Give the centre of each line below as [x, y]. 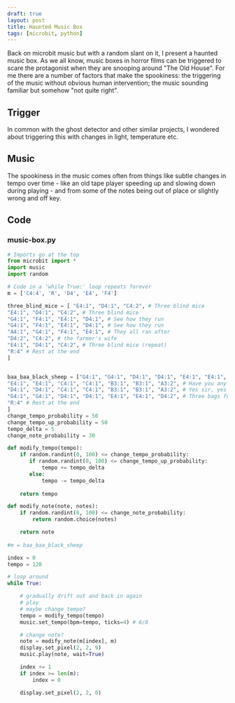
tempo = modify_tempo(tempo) [62, 615]
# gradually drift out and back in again [81, 596]
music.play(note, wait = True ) [62, 655]
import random [28, 274]
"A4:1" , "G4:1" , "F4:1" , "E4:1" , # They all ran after [89, 332]
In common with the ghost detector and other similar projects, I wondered [113, 130]
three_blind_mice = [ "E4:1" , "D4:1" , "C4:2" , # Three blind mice [106, 306]
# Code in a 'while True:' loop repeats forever [79, 287]
